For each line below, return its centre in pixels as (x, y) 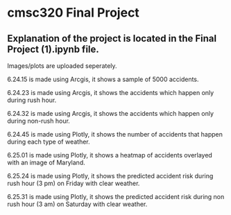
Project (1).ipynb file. (53, 49)
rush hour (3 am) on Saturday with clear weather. (77, 204)
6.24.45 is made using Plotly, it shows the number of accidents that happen (115, 134)
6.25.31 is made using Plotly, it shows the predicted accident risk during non (116, 197)
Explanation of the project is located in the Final (112, 38)
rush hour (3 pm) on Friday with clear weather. (74, 183)
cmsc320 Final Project (74, 13)
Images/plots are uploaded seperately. (62, 66)
